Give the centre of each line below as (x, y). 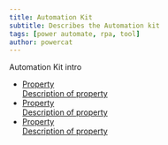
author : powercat (41, 42)
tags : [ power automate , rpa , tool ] (75, 34)
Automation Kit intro (46, 67)
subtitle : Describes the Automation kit (85, 26)
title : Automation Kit (51, 17)
